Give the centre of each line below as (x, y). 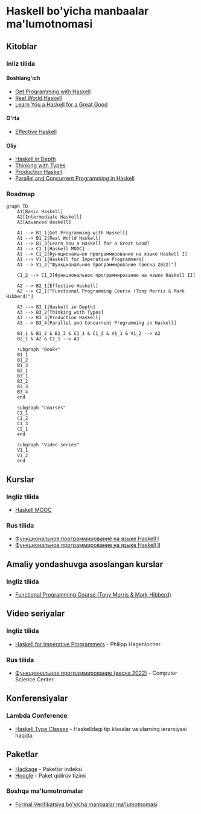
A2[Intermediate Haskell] (50, 217)
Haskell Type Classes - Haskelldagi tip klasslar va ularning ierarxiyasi (101, 729)
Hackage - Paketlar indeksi (49, 769)
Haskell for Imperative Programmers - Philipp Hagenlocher (88, 644)
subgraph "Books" (39, 349)
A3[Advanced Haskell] (44, 222)
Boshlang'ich (23, 78)
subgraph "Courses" (42, 408)
